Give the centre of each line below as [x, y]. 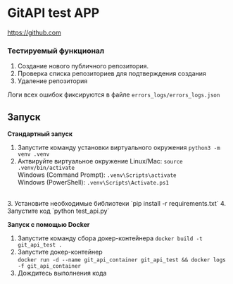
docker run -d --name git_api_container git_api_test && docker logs [122, 260]
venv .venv [33, 154]
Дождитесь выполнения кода [62, 273]
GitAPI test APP [53, 13]
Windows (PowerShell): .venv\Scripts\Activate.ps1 [93, 183]
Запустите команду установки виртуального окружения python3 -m [119, 148]
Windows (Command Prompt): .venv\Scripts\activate [97, 175]
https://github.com [34, 32]
